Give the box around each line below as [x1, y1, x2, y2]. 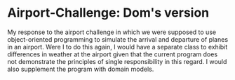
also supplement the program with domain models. [7, 65, 154, 73]
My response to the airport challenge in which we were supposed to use [7, 28, 216, 36]
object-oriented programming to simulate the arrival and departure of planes [7, 35, 229, 43]
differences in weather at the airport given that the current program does [7, 50, 218, 58]
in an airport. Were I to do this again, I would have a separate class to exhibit [7, 42, 228, 51]
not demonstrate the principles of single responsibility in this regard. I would [7, 57, 227, 65]
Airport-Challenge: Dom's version [7, 5, 210, 21]
